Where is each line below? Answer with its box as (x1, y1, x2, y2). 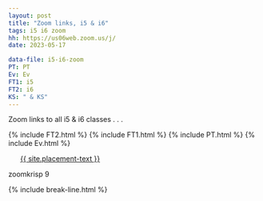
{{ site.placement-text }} (19, 154, 101, 164)
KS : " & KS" (8, 93, 48, 100)
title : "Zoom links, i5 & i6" (8, 19, 110, 27)
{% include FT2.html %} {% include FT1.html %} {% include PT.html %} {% (8, 130, 256, 140)
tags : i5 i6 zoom (8, 26, 66, 34)
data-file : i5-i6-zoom (8, 56, 84, 64)
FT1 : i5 (8, 77, 34, 86)
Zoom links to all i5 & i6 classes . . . (8, 115, 124, 124)
